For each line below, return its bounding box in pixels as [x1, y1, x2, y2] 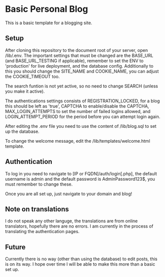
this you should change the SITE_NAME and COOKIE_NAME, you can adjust [5, 68, 159, 74]
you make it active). [5, 88, 45, 94]
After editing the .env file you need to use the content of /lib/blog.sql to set [5, 123, 157, 129]
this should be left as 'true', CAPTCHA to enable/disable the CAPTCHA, [5, 103, 149, 109]
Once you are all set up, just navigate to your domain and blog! [5, 191, 132, 197]
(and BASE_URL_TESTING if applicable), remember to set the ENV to [5, 58, 144, 64]
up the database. [5, 128, 39, 134]
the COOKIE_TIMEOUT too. [5, 73, 60, 79]
